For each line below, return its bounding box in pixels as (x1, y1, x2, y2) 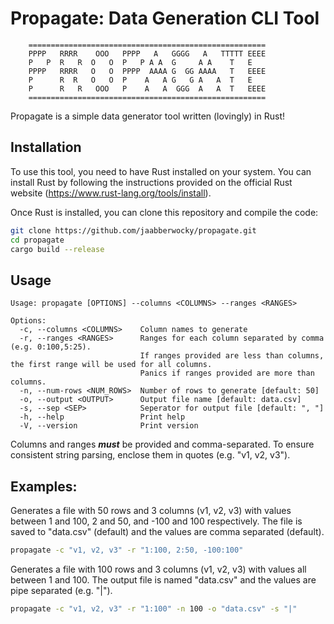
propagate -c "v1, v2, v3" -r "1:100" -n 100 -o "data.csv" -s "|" (10, 603, 298, 614)
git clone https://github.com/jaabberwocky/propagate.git (10, 225, 257, 236)
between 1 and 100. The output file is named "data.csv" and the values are (10, 573, 317, 586)
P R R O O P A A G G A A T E (28, 75, 253, 85)
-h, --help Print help (19, 412, 186, 422)
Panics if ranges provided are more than (139, 368, 315, 379)
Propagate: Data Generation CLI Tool (10, 7, 320, 30)
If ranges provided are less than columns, (139, 351, 325, 361)
